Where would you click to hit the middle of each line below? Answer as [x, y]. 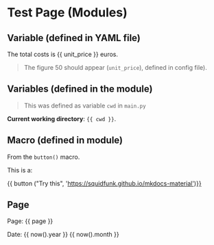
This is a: [20, 170]
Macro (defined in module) [65, 141]
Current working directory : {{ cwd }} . [62, 118]
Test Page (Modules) [68, 13]
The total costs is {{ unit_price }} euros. [63, 54]
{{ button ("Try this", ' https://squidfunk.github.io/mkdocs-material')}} [104, 183]
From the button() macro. [44, 157]
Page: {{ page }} [30, 221]
